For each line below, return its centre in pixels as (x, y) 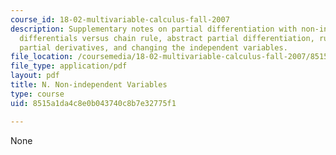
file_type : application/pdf (69, 66)
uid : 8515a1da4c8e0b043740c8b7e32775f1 (93, 103)
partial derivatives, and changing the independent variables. (153, 47)
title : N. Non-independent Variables (89, 85)
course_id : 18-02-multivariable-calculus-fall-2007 (120, 19)
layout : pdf (35, 76)
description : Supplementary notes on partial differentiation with (154, 29)
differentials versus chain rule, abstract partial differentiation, (167, 38)
